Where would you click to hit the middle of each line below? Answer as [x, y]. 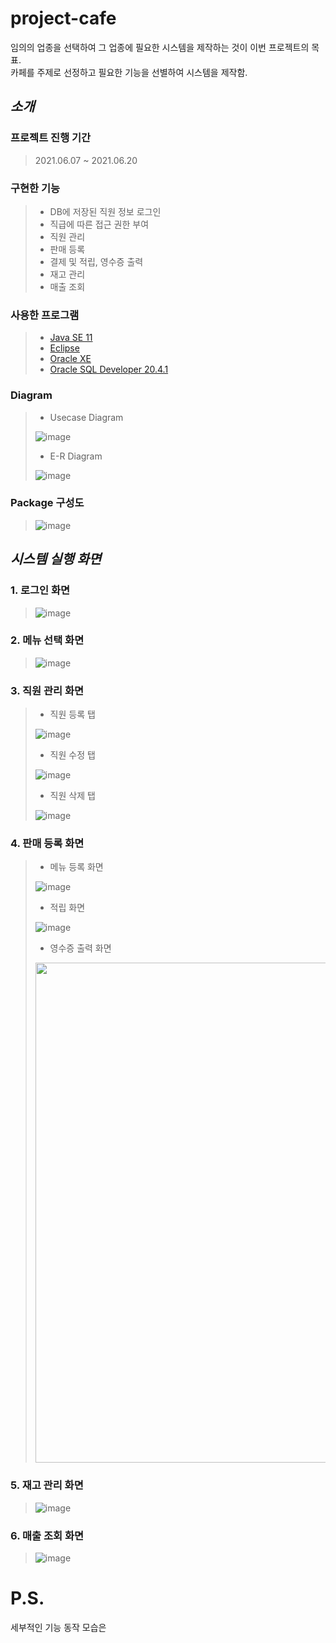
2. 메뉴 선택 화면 [47, 640]
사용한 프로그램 [45, 315]
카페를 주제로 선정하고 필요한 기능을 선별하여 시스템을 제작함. [129, 72]
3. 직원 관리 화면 [47, 690]
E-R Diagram [76, 456]
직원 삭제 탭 [72, 796]
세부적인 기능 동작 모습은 [58, 1627]
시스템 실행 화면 [56, 559]
